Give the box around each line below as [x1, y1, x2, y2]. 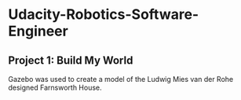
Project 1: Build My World [8, 54, 133, 67]
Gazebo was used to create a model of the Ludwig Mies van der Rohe [8, 75, 234, 83]
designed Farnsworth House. [8, 83, 102, 92]
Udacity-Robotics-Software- [8, 6, 199, 24]
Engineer [8, 22, 68, 40]
